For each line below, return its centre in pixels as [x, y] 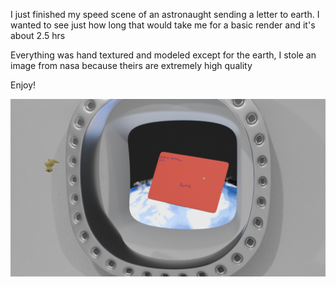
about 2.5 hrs [38, 35]
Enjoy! [23, 85]
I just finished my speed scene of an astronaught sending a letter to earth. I [165, 14]
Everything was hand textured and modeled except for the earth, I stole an [163, 55]
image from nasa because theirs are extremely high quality [131, 65]
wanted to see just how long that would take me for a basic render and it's [163, 25]
